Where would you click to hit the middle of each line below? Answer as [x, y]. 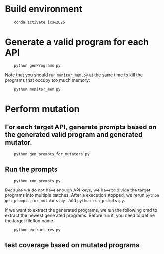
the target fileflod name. [30, 221]
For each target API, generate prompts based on [81, 127]
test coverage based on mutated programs [72, 245]
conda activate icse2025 [40, 22]
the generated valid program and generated [74, 135]
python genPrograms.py [37, 65]
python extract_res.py [37, 230]
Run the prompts [31, 169]
